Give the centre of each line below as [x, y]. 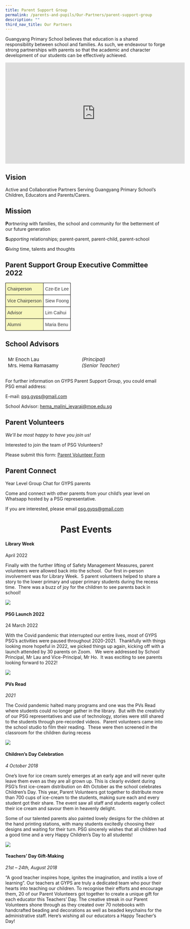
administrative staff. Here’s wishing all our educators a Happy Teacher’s [81, 916]
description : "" [23, 20]
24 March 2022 [22, 625]
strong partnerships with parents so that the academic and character [78, 50]
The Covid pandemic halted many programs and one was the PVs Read [80, 705]
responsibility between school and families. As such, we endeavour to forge [85, 45]
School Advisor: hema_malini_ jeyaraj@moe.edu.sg [59, 406]
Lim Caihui [56, 312]
